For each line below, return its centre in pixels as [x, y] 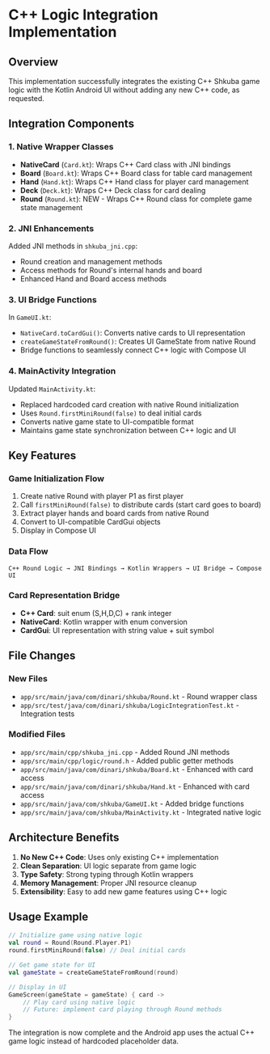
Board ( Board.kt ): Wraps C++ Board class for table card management [136, 173]
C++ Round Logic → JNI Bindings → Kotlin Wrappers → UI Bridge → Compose [135, 568]
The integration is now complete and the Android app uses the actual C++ [131, 1033]
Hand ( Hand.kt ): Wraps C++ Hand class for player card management [134, 181]
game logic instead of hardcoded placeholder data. [94, 1041]
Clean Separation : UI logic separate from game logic [108, 866]
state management [51, 207]
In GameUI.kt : [30, 318]
